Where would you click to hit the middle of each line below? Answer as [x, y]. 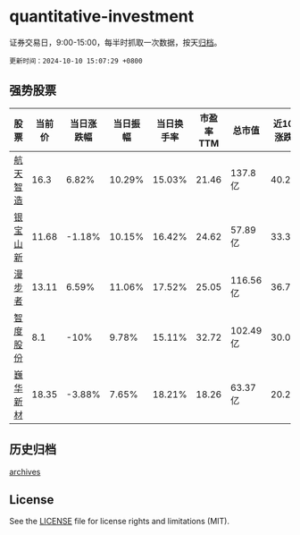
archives [25, 471]
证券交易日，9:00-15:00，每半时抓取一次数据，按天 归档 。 [116, 42]
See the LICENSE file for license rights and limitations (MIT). [120, 522]
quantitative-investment [102, 17]
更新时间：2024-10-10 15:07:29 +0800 [76, 61]
